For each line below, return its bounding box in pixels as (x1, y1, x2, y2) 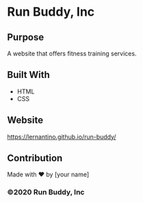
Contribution (7, 152, 63, 164)
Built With (7, 69, 50, 81)
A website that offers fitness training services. (7, 49, 137, 57)
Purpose (7, 31, 44, 43)
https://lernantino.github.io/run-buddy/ (7, 133, 116, 141)
